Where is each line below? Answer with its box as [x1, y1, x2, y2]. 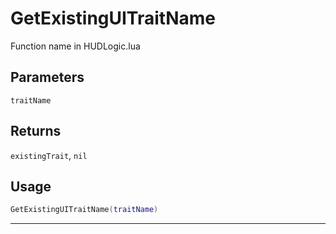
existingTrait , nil [10, 149, 88, 161]
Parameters [10, 69, 85, 86]
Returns [10, 123, 62, 140]
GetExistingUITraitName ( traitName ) [10, 205, 159, 215]
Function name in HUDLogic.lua [10, 40, 141, 52]
